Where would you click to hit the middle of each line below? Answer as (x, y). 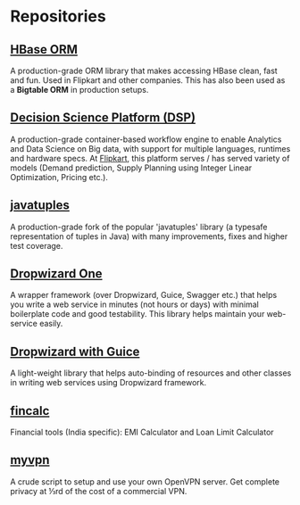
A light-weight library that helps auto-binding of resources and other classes (151, 373)
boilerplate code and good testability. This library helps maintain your (137, 314)
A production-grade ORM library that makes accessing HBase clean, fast (144, 70)
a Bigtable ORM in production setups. (79, 90)
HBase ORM (44, 50)
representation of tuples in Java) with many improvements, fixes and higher (149, 236)
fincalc (30, 411)
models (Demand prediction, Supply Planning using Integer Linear (131, 168)
